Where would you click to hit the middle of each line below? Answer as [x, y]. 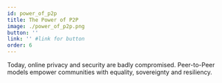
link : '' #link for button [46, 39]
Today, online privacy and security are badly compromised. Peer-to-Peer [111, 65]
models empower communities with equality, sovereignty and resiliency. [110, 72]
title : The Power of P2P [43, 20]
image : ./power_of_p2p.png [46, 26]
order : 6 [20, 45]
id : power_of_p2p [32, 13]
